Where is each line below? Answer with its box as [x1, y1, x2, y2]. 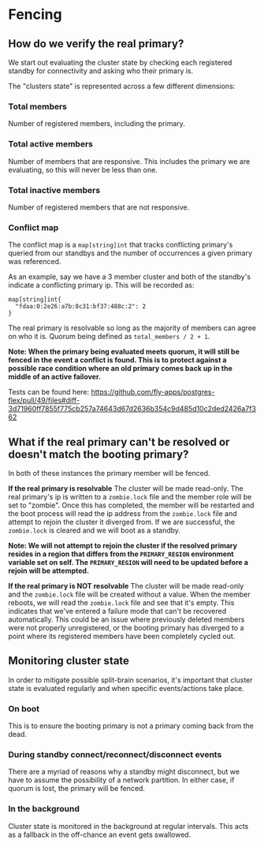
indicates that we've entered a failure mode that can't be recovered [8, 607, 227, 615]
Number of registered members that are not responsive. [8, 202, 190, 212]
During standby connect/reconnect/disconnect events [8, 749, 222, 760]
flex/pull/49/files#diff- [8, 396, 80, 405]
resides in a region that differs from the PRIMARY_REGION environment [8, 549, 234, 559]
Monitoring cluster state [8, 654, 130, 667]
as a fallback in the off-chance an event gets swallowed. [8, 830, 191, 839]
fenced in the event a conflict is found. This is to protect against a [8, 355, 227, 365]
